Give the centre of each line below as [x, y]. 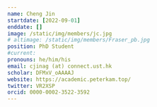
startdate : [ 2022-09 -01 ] [44, 20]
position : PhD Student [41, 46]
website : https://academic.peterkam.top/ [69, 79]
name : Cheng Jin [31, 14]
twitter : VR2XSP [31, 86]
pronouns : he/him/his [39, 60]
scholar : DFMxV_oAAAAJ [41, 73]
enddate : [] [25, 27]
